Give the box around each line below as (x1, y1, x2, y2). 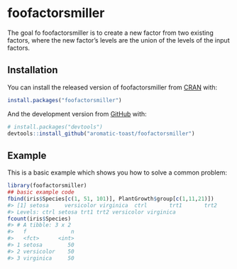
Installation (7, 64, 58, 76)
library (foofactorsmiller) (7, 182, 87, 190)
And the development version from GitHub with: (7, 109, 147, 118)
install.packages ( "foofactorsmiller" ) (7, 97, 122, 104)
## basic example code (7, 189, 75, 196)
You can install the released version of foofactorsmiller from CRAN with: (7, 83, 218, 92)
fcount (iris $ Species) (7, 215, 72, 222)
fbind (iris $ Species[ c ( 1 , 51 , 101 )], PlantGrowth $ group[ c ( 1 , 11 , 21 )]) (7, 195, 214, 202)
